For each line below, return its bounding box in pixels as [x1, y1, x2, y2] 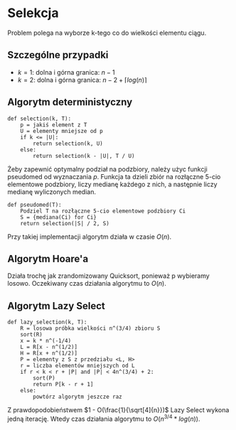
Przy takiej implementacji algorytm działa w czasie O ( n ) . [7, 232, 172, 241]
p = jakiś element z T [20, 121, 87, 129]
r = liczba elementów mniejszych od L [20, 362, 135, 370]
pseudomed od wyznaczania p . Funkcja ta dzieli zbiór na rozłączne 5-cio [7, 172, 221, 181]
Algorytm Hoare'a [7, 252, 89, 264]
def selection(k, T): [7, 115, 72, 122]
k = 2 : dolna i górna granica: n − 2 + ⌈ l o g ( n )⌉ [17, 75, 147, 84]
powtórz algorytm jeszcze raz [33, 393, 122, 401]
